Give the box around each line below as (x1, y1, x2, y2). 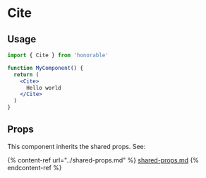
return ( (13, 71, 40, 78)
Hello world (25, 84, 61, 91)
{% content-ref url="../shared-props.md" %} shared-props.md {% (7, 155, 200, 164)
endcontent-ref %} (7, 163, 62, 172)
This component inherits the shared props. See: (7, 142, 146, 150)
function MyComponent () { (7, 64, 83, 71)
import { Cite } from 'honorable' (7, 52, 109, 59)
